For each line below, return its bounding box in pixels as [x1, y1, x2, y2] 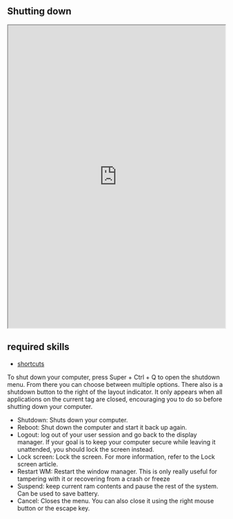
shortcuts [17, 359, 45, 367]
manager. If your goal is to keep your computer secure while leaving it [17, 437, 216, 446]
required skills [7, 341, 70, 353]
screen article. [17, 459, 59, 468]
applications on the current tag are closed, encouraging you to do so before [7, 394, 223, 403]
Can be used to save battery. [17, 489, 100, 498]
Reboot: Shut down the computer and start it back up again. [17, 423, 188, 431]
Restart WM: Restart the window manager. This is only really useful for [17, 467, 218, 475]
